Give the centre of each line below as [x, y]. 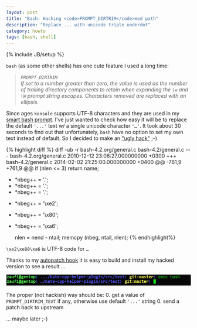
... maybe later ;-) [27, 319]
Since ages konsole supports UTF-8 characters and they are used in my [93, 114]
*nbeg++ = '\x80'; [36, 215]
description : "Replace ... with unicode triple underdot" [78, 25]
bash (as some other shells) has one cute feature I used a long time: [87, 66]
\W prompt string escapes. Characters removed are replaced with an [103, 96]
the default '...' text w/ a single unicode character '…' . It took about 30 [94, 126]
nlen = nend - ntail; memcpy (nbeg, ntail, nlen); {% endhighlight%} [95, 238]
